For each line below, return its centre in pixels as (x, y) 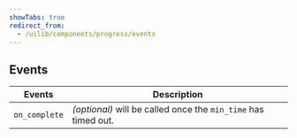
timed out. (93, 120)
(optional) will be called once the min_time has (168, 110)
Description (178, 95)
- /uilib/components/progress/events (87, 34)
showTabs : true (37, 17)
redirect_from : (37, 26)
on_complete (39, 115)
